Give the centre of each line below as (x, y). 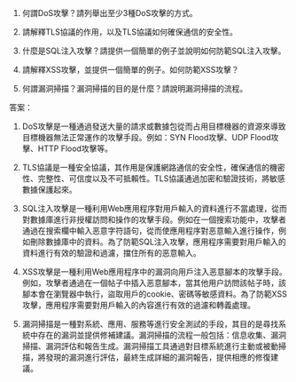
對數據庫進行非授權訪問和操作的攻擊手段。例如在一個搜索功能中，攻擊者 (154, 219)
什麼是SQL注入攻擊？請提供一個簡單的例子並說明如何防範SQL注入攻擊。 (154, 51)
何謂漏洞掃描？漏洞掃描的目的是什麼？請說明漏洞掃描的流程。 (135, 88)
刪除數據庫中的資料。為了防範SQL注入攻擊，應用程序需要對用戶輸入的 (158, 242)
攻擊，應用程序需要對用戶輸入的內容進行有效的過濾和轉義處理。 (138, 305)
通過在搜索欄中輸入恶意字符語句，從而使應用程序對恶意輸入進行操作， (150, 231)
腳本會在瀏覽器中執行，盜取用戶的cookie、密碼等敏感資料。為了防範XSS (155, 294)
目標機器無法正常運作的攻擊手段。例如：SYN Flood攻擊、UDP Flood (147, 137)
